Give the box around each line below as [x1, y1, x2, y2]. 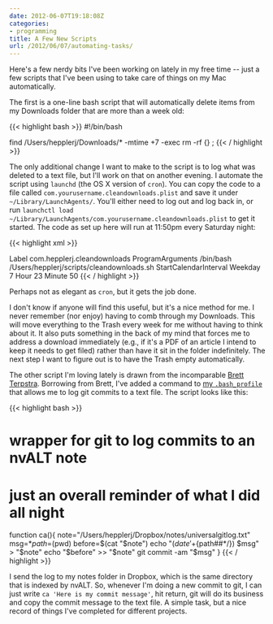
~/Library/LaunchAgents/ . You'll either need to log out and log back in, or [9, 197, 254, 206]
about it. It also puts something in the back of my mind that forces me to [9, 328, 250, 338]
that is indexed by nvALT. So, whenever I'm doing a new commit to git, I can [9, 580, 262, 590]
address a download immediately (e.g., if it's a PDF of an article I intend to [9, 337, 257, 347]
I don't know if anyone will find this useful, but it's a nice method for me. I [9, 302, 255, 313]
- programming [9, 27, 58, 35]
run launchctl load [9, 205, 74, 215]
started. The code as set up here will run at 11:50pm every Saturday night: [9, 223, 256, 232]
